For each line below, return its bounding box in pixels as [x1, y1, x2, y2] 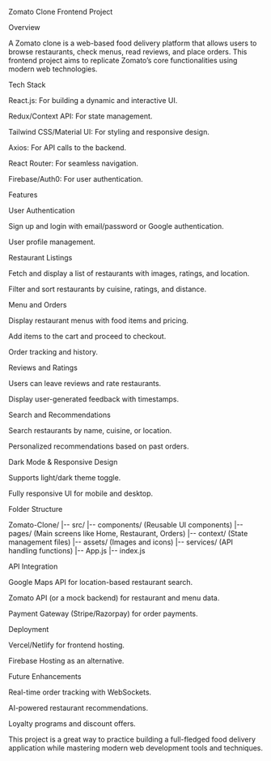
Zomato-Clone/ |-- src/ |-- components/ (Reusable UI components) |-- [8, 520, 244, 530]
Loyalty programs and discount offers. [8, 719, 136, 729]
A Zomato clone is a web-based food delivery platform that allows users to [8, 38, 257, 48]
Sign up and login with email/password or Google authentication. [8, 221, 224, 230]
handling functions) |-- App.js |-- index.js [8, 546, 146, 555]
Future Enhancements [8, 672, 82, 681]
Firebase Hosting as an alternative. [8, 656, 125, 665]
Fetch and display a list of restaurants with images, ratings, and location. [8, 269, 250, 278]
